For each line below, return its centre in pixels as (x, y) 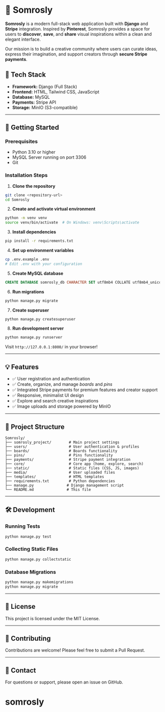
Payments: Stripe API (34, 102)
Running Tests (23, 526)
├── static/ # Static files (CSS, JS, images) (72, 468)
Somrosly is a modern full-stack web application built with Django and (77, 24)
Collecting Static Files (32, 549)
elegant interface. (23, 39)
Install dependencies (34, 232)
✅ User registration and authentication (51, 379)
